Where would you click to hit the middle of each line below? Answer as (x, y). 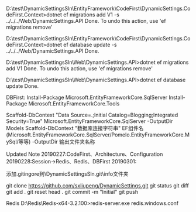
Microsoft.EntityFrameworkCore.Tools (74, 104)
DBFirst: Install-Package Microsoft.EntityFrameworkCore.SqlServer (87, 97)
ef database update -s (90, 45)
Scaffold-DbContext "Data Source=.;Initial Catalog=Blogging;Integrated (92, 115)
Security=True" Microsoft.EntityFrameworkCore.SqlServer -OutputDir (90, 121)
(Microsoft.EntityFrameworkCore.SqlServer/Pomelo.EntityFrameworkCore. (96, 135)
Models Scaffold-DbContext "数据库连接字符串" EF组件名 (75, 128)
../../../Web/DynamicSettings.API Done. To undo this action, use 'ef (86, 21)
